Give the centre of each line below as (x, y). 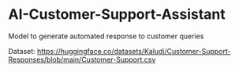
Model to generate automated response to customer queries (106, 36)
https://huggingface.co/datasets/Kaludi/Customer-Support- (134, 51)
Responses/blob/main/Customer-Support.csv (82, 59)
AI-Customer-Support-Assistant (117, 14)
